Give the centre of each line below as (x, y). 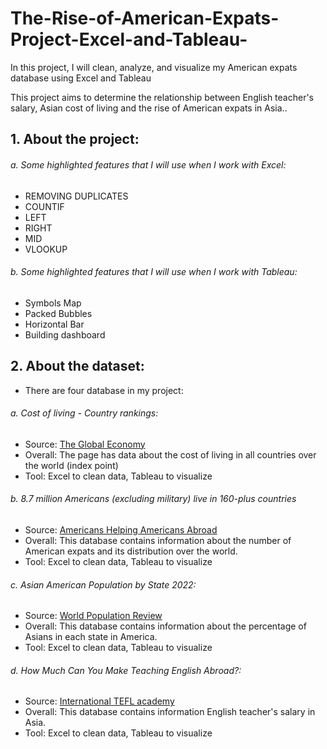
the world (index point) (71, 465)
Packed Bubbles (58, 313)
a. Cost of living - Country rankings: (84, 413)
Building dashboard (65, 334)
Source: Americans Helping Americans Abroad (121, 529)
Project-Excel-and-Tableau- (129, 39)
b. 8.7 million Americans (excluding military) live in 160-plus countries (153, 499)
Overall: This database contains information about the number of (158, 540)
